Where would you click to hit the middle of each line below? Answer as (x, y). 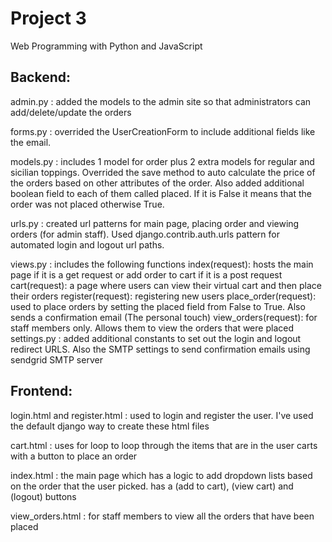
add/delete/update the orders (71, 112)
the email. (31, 142)
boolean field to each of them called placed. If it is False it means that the (161, 193)
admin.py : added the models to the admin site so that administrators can (161, 101)
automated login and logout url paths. (87, 244)
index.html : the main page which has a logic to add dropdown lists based (161, 475)
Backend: (40, 77)
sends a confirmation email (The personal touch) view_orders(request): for (164, 317)
